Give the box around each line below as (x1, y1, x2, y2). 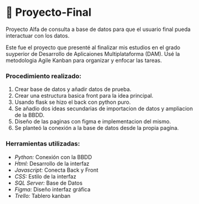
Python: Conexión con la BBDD (14, 153, 92, 160)
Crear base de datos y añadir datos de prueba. (14, 86, 132, 93)
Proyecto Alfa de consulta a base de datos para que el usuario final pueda (5, 25, 191, 33)
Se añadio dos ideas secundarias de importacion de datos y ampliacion (14, 105, 194, 112)
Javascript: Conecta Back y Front (14, 166, 98, 174)
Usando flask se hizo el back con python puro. (14, 98, 131, 106)
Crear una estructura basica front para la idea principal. (14, 92, 153, 100)
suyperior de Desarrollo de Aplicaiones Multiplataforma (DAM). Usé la (5, 50, 180, 57)
